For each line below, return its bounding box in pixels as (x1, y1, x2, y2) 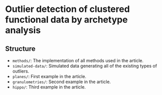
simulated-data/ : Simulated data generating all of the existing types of (12, 63, 157, 69)
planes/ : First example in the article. (12, 74, 86, 79)
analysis (5, 25, 41, 36)
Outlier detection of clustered (5, 3, 130, 15)
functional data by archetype (5, 14, 128, 25)
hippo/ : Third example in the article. (12, 84, 86, 90)
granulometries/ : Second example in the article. (12, 79, 111, 85)
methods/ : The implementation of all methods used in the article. (12, 58, 144, 63)
